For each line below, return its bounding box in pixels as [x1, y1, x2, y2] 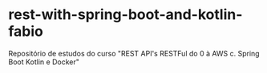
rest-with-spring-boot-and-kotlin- [8, 6, 243, 24]
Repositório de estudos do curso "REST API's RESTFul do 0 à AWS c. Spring [8, 48, 260, 58]
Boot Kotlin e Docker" [8, 57, 80, 67]
